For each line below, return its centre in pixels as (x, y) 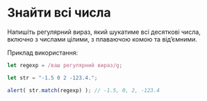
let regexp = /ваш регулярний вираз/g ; (65, 65)
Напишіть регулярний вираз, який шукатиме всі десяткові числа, (104, 32)
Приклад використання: (43, 53)
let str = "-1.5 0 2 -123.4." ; (52, 77)
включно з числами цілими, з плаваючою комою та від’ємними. (102, 39)
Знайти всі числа (59, 13)
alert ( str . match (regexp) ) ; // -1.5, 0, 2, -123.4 (83, 90)
